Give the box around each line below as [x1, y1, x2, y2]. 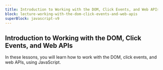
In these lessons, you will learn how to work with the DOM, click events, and [5, 54, 157, 60]
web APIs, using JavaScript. [5, 59, 61, 65]
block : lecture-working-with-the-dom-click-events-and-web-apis [5, 12, 138, 16]
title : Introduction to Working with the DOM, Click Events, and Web [5, 7, 149, 12]
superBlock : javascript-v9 [5, 16, 60, 21]
